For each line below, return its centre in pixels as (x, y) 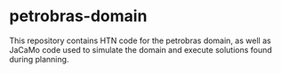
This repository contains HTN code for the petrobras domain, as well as (140, 40)
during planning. (39, 59)
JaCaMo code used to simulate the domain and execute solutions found (141, 49)
